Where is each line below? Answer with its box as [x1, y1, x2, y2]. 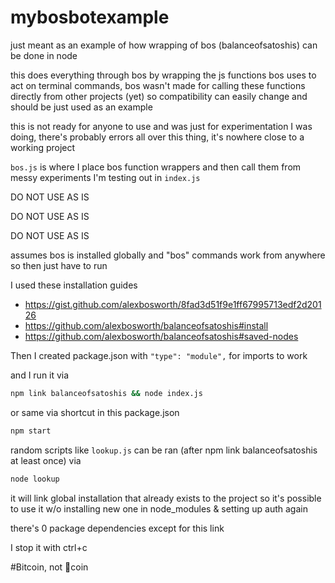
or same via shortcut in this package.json [10, 406, 180, 418]
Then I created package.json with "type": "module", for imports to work [10, 349, 308, 361]
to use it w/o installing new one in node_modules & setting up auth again [10, 502, 308, 515]
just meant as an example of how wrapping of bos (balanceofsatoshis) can [10, 39, 318, 51]
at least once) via [10, 454, 82, 466]
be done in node [10, 49, 78, 61]
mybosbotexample [10, 6, 170, 29]
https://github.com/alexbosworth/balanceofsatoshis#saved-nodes [24, 330, 299, 342]
